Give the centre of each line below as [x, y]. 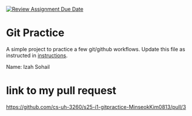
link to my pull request [61, 91]
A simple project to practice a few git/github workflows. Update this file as [96, 49]
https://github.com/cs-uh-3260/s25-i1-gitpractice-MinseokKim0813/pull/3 [96, 107]
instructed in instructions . [37, 55]
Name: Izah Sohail [28, 67]
